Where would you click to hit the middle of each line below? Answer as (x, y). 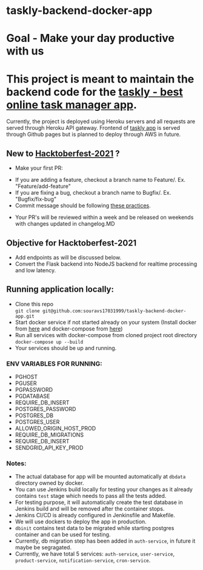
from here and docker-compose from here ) (69, 329)
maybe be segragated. (43, 548)
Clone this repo (34, 304)
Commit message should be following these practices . (83, 206)
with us (25, 51)
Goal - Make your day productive (90, 39)
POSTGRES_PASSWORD (45, 409)
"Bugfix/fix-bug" (35, 199)
